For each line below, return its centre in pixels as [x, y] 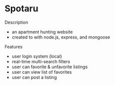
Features [14, 46]
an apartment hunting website [42, 32]
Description [16, 22]
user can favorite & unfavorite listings [50, 67]
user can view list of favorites [42, 72]
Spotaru [21, 9]
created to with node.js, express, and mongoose [61, 37]
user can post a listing [34, 77]
